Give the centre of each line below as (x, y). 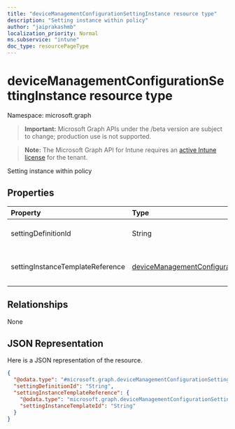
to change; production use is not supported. (88, 136)
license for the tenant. (56, 157)
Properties (31, 193)
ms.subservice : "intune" (43, 40)
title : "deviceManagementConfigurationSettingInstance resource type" (112, 14)
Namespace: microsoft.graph (49, 115)
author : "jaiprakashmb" (42, 27)
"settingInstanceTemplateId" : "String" (78, 406)
